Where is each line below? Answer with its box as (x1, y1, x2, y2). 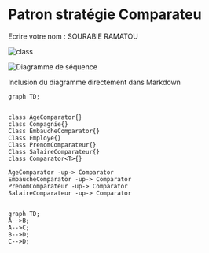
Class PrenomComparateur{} (8, 140, 97, 149)
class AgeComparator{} (8, 113, 82, 121)
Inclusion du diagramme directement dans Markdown (8, 77, 181, 87)
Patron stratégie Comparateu (8, 6, 202, 24)
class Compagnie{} (8, 120, 68, 128)
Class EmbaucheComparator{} (8, 127, 101, 135)
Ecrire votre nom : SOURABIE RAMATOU (8, 32, 139, 41)
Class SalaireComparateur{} (8, 147, 101, 155)
